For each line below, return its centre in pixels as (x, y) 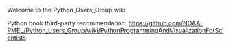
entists (16, 38)
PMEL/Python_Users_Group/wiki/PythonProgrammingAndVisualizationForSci (115, 31)
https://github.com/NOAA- (166, 23)
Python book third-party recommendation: (67, 23)
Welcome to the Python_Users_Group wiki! (67, 10)
